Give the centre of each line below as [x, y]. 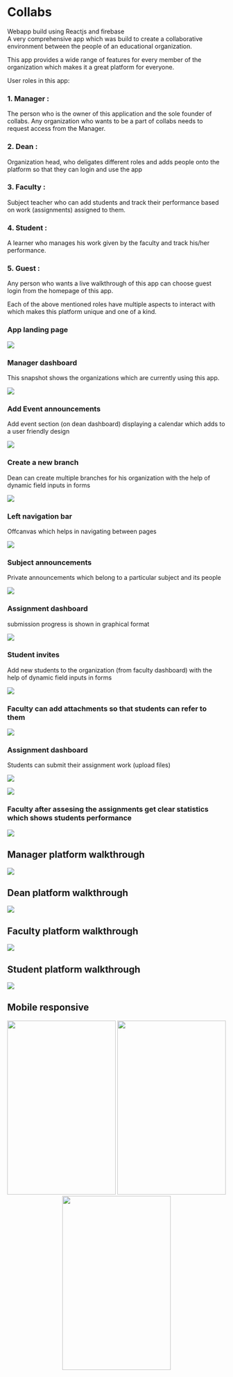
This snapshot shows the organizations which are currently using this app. [113, 378]
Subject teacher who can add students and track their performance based [113, 202]
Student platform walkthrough [74, 969]
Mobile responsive [48, 1008]
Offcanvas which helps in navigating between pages [82, 531]
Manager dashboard [42, 363]
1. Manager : [28, 98]
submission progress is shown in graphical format [78, 624]
